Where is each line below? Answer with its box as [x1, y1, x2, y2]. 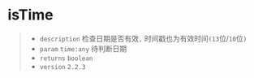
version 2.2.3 [39, 63, 86, 71]
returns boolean [39, 54, 93, 63]
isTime [7, 6, 54, 24]
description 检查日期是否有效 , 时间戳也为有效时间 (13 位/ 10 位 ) [39, 33, 248, 43]
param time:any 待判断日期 [39, 43, 127, 54]
